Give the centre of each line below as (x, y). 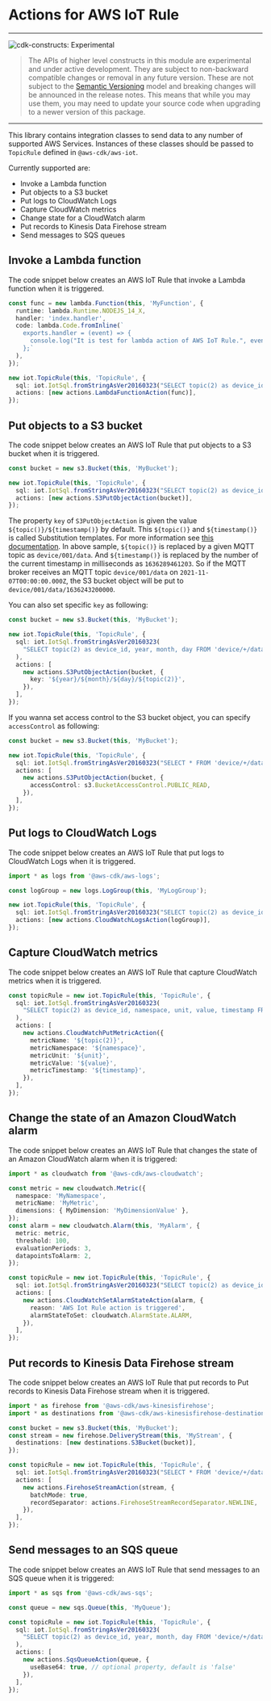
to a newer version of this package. (87, 111)
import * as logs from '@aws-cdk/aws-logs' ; (84, 876)
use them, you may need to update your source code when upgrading (144, 103)
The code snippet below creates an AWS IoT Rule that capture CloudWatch (133, 972)
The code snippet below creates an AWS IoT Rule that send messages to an (134, 1569)
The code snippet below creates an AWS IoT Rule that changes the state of (133, 1150)
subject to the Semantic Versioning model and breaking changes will (142, 86)
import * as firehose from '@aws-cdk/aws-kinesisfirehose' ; (112, 1406)
